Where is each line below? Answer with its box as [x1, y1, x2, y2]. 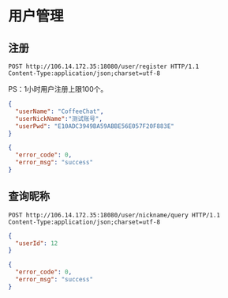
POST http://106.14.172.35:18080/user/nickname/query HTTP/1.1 [8, 211, 221, 219]
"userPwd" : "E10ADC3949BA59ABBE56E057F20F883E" [15, 122, 175, 130]
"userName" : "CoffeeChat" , [15, 108, 104, 115]
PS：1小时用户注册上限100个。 [8, 85, 108, 93]
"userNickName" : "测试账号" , [15, 115, 103, 123]
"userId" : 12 [15, 239, 58, 247]
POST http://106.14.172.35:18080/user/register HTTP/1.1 [8, 62, 200, 70]
